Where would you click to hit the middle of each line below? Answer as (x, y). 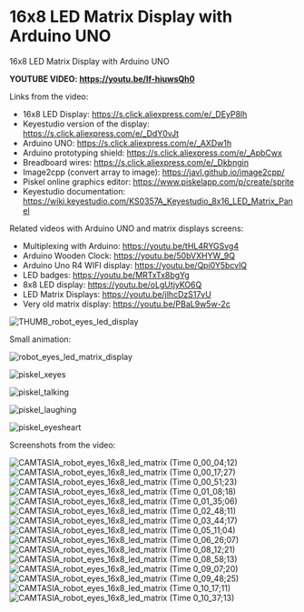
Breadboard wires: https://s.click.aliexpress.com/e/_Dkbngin (136, 162)
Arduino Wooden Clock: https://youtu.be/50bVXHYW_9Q (129, 256)
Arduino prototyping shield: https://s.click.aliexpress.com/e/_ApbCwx (152, 153)
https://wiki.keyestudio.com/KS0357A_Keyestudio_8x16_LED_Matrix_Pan (157, 201)
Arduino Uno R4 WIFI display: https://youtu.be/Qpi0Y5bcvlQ (135, 265)
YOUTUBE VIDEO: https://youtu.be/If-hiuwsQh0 (102, 78)
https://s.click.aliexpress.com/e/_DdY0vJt (101, 133)
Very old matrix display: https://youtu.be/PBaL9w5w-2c (127, 304)
